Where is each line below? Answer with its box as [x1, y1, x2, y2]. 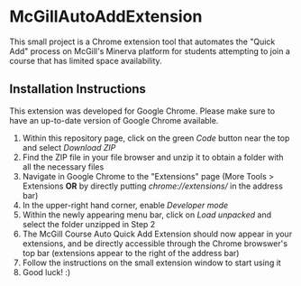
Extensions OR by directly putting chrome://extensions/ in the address [22, 180, 284, 191]
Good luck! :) [22, 266, 70, 277]
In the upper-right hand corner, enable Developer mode [22, 199, 229, 210]
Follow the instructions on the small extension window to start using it [22, 257, 281, 268]
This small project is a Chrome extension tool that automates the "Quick [9, 36, 276, 47]
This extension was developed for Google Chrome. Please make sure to [9, 106, 276, 116]
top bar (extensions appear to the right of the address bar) [22, 247, 240, 258]
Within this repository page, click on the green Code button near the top [22, 133, 290, 143]
